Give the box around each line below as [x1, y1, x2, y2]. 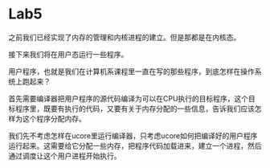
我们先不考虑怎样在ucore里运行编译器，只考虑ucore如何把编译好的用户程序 [8, 130, 258, 141]
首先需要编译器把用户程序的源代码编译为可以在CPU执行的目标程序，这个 [8, 93, 249, 103]
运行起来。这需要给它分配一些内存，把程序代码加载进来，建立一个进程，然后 [8, 141, 262, 150]
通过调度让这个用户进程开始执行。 [8, 150, 121, 161]
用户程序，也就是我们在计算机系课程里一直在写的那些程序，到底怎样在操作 [8, 66, 255, 76]
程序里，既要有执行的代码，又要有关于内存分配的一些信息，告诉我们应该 [14, 104, 255, 113]
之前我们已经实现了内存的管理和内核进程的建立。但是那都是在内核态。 [8, 32, 241, 42]
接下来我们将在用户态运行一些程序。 [8, 49, 129, 59]
